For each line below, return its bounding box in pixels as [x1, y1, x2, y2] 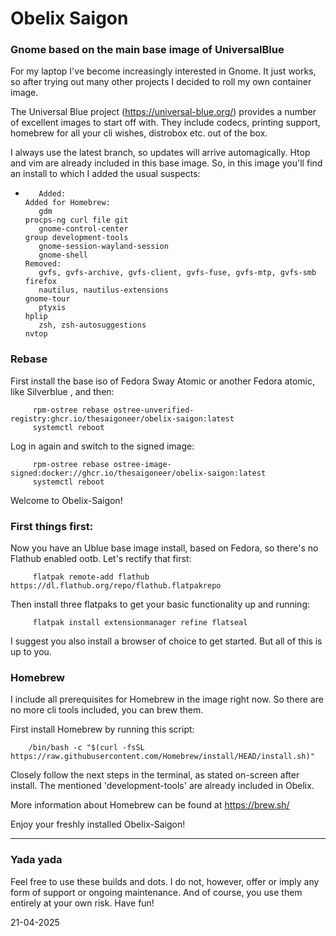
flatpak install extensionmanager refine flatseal [32, 618, 248, 628]
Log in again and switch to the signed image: [10, 440, 195, 452]
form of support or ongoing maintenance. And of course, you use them [10, 886, 303, 898]
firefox [24, 277, 57, 287]
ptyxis [38, 303, 67, 313]
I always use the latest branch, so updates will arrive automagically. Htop [10, 147, 311, 159]
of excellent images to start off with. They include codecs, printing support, [10, 117, 321, 129]
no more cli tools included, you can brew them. [10, 704, 204, 716]
